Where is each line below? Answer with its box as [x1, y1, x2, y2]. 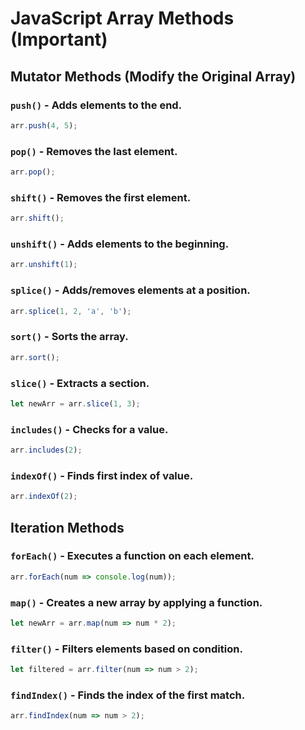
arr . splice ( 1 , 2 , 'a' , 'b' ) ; [10, 306, 132, 316]
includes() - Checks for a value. [10, 422, 169, 436]
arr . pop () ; [10, 167, 56, 177]
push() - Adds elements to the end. [10, 98, 183, 112]
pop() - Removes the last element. [10, 144, 178, 158]
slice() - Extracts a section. [10, 376, 150, 390]
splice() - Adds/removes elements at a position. [10, 283, 251, 297]
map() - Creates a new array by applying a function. [10, 595, 263, 609]
